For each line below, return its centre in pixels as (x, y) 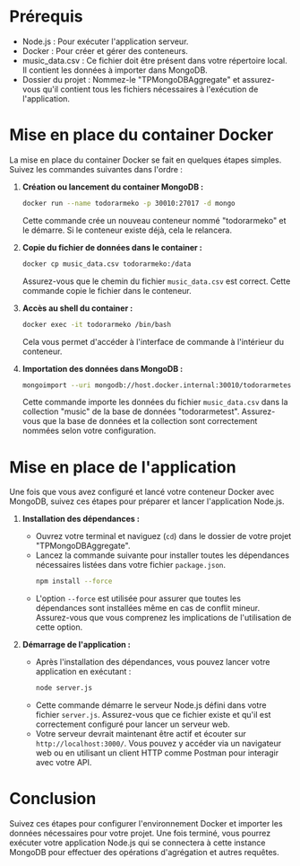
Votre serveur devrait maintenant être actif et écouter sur (141, 734)
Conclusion (53, 799)
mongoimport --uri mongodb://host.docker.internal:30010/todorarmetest (159, 385)
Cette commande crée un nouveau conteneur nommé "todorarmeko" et (154, 220)
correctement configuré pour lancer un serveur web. (133, 724)
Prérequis (46, 17)
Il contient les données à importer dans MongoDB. (115, 70)
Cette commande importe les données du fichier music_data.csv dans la (155, 402)
